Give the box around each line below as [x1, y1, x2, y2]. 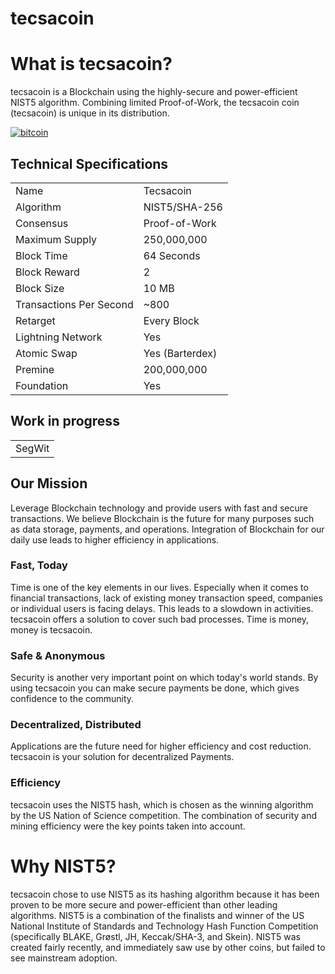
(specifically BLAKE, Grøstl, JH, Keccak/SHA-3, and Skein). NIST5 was [10, 930, 301, 942]
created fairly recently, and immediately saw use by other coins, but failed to [10, 941, 326, 953]
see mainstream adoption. [10, 952, 118, 964]
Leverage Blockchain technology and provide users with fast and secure [10, 502, 308, 514]
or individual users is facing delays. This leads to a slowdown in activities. [10, 602, 314, 614]
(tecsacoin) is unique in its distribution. [10, 107, 170, 119]
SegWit [15, 441, 50, 455]
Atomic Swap [15, 346, 78, 360]
